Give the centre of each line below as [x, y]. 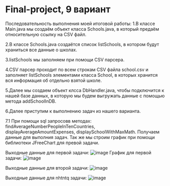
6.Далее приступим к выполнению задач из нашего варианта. [73, 111]
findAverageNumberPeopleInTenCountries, [50, 126]
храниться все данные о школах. [41, 50]
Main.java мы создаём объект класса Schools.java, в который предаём [82, 29]
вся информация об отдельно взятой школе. [53, 80]
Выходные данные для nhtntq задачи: [46, 178]
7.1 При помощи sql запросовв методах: [48, 121]
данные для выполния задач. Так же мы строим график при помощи [80, 137]
